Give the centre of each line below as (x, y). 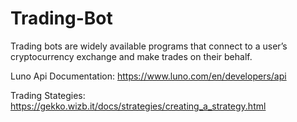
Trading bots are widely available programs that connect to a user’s (149, 46)
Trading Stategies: (48, 95)
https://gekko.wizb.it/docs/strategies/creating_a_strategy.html (138, 106)
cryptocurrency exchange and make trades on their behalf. (131, 56)
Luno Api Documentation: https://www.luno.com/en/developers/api (148, 76)
